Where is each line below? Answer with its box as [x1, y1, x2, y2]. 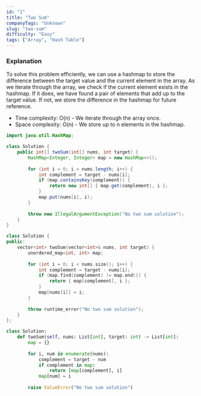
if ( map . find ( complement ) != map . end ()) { [38, 273, 147, 279]
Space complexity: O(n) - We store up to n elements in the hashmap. [14, 121, 185, 128]
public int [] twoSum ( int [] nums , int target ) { [17, 149, 138, 155]
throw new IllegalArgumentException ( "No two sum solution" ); [28, 211, 185, 217]
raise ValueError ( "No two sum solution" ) [28, 385, 134, 391]
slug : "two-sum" [6, 25, 47, 32]
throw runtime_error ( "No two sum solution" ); [28, 306, 144, 312]
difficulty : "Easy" [6, 31, 55, 37]
